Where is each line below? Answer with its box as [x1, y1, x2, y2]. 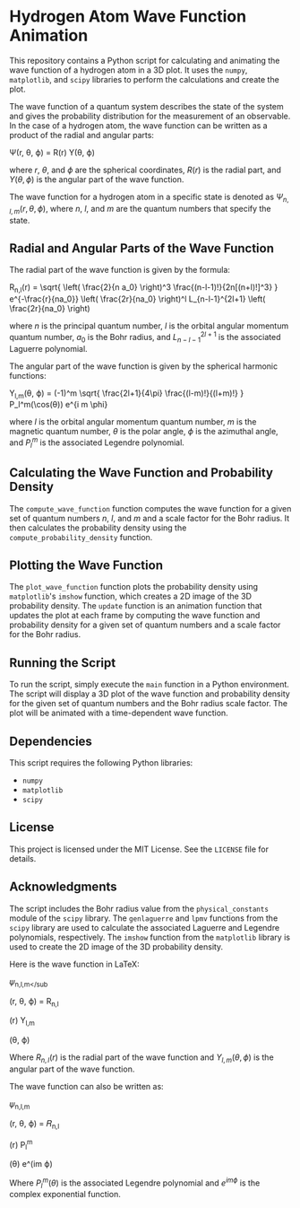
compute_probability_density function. [9, 531, 153, 542]
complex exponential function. [9, 1189, 121, 1200]
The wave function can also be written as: [9, 1081, 164, 1091]
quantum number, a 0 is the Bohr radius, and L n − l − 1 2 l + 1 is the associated [9, 330, 281, 345]
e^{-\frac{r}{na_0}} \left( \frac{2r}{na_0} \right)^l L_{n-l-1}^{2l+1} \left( [9, 293, 266, 304]
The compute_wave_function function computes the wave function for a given [9, 503, 292, 513]
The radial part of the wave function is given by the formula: [9, 265, 231, 276]
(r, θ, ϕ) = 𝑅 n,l [9, 1117, 60, 1131]
